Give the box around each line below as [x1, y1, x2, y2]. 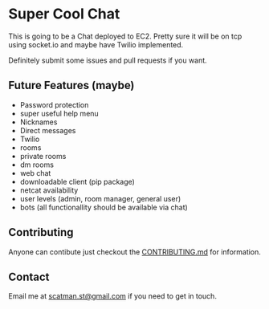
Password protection [19, 100, 89, 109]
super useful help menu [19, 108, 99, 118]
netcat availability [19, 185, 79, 195]
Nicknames [19, 117, 58, 127]
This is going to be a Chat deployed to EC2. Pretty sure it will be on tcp [8, 31, 243, 41]
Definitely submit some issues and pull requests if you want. [8, 55, 207, 65]
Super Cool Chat [8, 5, 120, 23]
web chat [19, 168, 51, 177]
